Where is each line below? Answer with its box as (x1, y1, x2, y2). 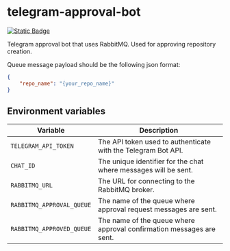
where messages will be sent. (98, 166, 193, 175)
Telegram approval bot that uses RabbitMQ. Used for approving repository (7, 40, 216, 48)
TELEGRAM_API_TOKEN (10, 142, 74, 150)
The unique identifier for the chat (98, 157, 204, 166)
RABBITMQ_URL (10, 182, 53, 189)
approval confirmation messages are (98, 224, 216, 234)
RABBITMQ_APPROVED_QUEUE (10, 225, 92, 233)
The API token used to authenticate (98, 137, 211, 147)
